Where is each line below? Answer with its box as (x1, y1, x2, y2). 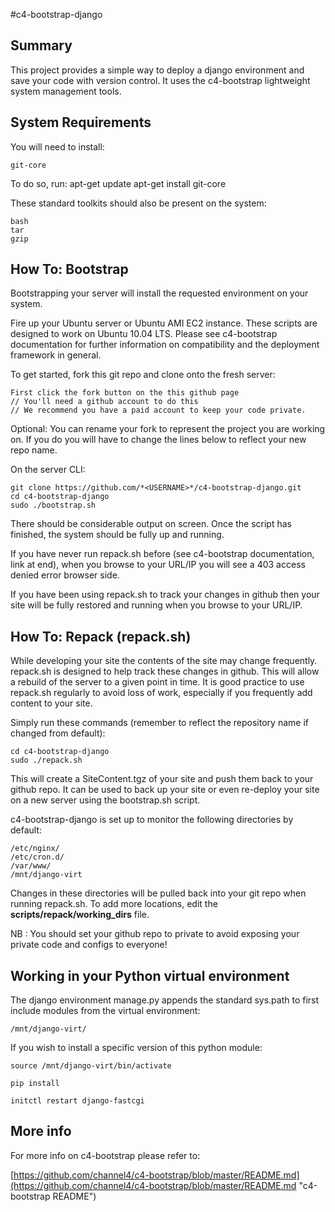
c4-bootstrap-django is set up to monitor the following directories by (10, 814, 294, 826)
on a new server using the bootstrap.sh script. (10, 794, 201, 806)
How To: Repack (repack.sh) (10, 628, 192, 645)
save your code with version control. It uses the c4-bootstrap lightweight (10, 74, 311, 86)
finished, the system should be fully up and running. (10, 529, 225, 541)
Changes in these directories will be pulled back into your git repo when (10, 887, 307, 899)
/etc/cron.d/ (10, 852, 65, 863)
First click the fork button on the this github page (10, 388, 240, 398)
